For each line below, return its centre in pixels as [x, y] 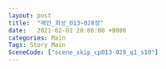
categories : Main [37, 38]
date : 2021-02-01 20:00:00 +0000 [67, 30]
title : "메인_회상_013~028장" [56, 23]
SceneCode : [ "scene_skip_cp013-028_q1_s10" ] [83, 52]
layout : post [30, 15]
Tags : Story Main [37, 45]
